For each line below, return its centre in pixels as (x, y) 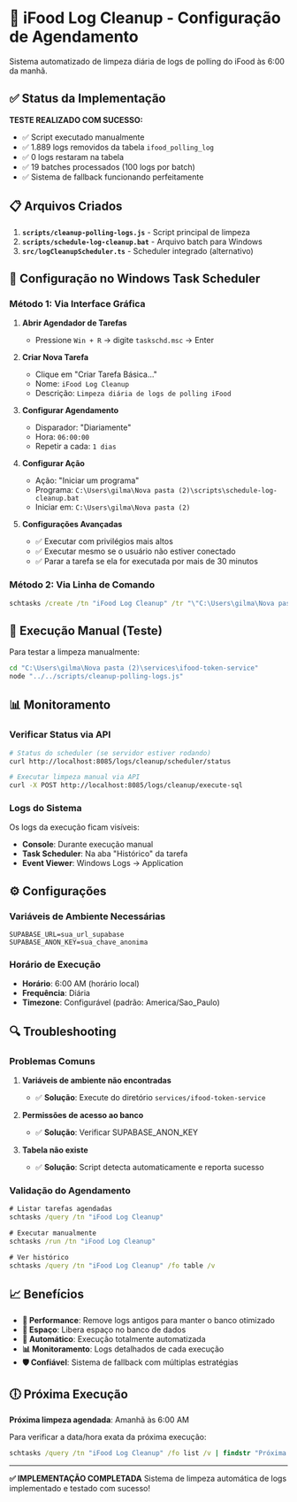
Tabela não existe (55, 1150)
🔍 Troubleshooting (63, 1031)
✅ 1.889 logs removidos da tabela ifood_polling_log (118, 147)
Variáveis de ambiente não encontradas (97, 1081)
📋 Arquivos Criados (66, 207)
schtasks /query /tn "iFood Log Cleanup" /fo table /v (112, 1265)
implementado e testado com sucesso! (80, 1489)
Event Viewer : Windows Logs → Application (103, 863)
